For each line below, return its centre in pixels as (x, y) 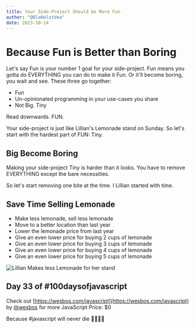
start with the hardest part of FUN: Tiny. (55, 135)
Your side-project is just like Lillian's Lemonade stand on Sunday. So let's (95, 128)
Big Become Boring (42, 153)
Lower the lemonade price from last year (64, 231)
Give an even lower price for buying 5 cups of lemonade (83, 256)
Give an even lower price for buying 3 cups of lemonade (83, 244)
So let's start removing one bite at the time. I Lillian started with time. (90, 185)
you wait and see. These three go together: (59, 81)
